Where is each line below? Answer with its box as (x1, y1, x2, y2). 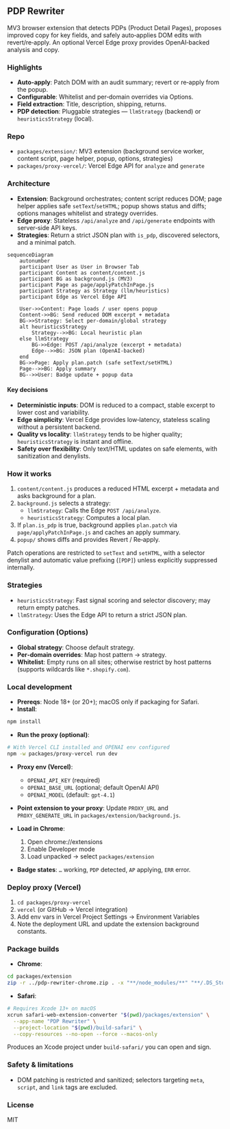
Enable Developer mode (27, 845, 96, 853)
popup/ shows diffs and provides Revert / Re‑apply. (16, 536, 160, 544)
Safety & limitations (7, 1060, 74, 1069)
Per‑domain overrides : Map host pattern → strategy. (16, 650, 167, 658)
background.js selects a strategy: (16, 499, 111, 508)
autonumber (19, 257, 51, 264)
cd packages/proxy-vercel (16, 900, 91, 906)
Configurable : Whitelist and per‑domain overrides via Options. (16, 92, 194, 101)
